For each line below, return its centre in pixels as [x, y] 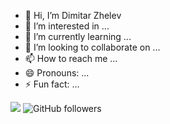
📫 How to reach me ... [71, 58]
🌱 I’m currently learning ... [78, 36]
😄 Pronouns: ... [57, 73]
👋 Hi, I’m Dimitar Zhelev [73, 15]
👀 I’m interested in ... [67, 26]
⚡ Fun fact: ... [52, 84]
